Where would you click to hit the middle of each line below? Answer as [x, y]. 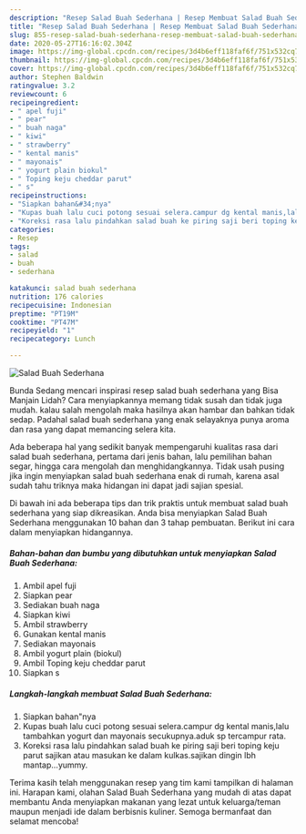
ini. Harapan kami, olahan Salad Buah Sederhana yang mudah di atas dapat [150, 792]
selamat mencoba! [44, 821]
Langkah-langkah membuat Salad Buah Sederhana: [111, 694]
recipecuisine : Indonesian [61, 305]
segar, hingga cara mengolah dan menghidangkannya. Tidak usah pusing [147, 466]
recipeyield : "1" [42, 331]
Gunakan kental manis [64, 634]
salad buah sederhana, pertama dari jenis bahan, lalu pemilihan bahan [141, 457]
